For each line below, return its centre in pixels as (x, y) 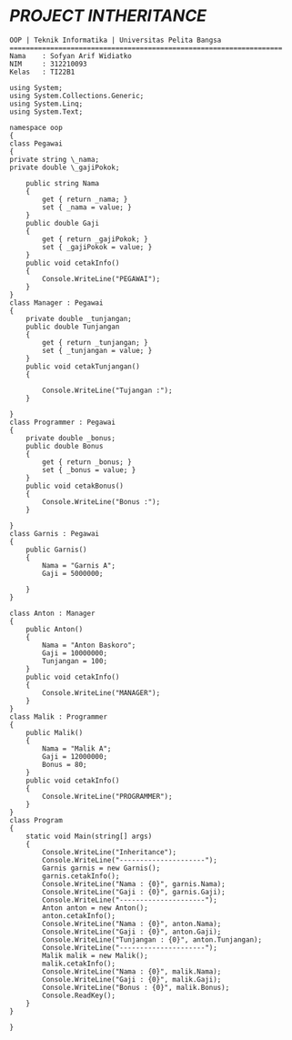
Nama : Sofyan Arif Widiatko (70, 56)
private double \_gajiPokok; (65, 167)
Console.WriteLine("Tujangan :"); (107, 390)
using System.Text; (46, 111)
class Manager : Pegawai (56, 303)
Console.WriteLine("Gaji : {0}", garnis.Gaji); (134, 892)
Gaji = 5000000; (73, 573)
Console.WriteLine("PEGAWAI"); (101, 278)
